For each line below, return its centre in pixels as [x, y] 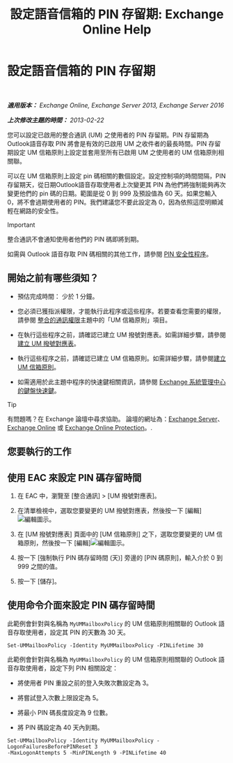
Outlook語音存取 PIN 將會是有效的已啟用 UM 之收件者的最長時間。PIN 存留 [114, 143]
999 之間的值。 [39, 566]
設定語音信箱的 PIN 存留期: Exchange [117, 14]
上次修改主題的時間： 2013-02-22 [56, 120]
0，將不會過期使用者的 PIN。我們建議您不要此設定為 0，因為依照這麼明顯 [112, 202]
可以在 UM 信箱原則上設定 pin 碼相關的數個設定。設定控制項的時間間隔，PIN [116, 176]
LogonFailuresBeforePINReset [49, 747]
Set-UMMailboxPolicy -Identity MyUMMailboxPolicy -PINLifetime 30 [105, 645]
